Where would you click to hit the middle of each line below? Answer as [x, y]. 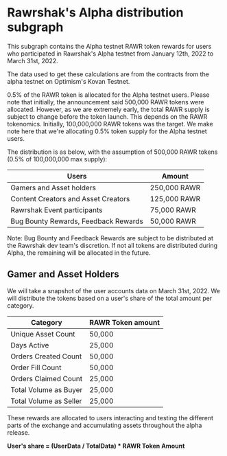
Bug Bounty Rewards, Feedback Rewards [77, 221]
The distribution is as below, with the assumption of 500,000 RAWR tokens [112, 152]
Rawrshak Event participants [57, 209]
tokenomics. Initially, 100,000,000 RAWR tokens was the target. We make [110, 124]
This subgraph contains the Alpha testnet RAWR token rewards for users [109, 46]
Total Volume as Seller [46, 401]
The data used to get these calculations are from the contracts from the [108, 74]
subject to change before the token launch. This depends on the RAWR [107, 116]
